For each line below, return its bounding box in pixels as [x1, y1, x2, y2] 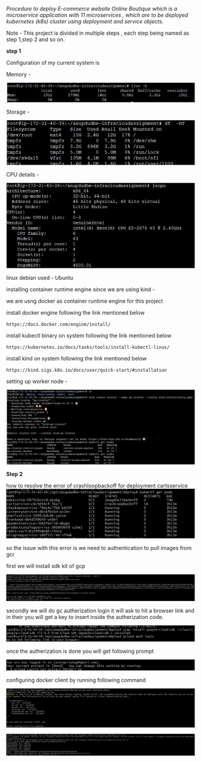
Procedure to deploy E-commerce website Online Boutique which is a [6, 5, 178, 12]
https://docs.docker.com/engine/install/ [6, 321, 111, 328]
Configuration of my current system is [6, 59, 100, 66]
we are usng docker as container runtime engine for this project [6, 297, 163, 305]
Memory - [6, 71, 31, 77]
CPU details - [6, 171, 39, 178]
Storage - [6, 108, 30, 115]
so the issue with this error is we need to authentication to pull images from [6, 544, 192, 551]
